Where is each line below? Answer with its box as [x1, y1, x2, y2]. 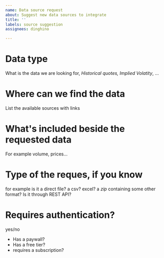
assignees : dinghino [5, 27, 50, 32]
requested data [5, 134, 72, 146]
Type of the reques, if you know [5, 169, 142, 181]
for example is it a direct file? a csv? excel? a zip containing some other [5, 186, 156, 192]
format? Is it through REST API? [5, 191, 72, 197]
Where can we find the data [5, 88, 126, 100]
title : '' [5, 17, 27, 22]
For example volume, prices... [5, 151, 68, 157]
